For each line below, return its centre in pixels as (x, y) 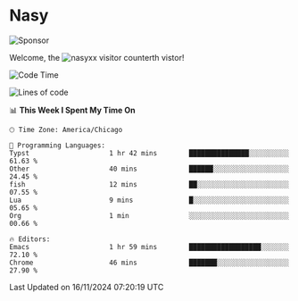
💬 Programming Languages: (57, 145)
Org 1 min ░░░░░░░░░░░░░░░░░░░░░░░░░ (149, 215)
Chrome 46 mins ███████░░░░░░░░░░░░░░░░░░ (149, 263)
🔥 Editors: (30, 239)
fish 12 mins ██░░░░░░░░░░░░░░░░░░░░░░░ (149, 184)
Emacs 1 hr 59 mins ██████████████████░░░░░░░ (149, 247)
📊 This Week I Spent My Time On (72, 110)
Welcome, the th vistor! (97, 57)
